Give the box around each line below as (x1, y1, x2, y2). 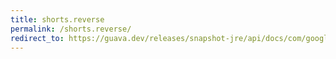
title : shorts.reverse (10, 14, 105, 25)
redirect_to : (10, 33, 65, 43)
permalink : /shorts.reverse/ (10, 24, 132, 34)
